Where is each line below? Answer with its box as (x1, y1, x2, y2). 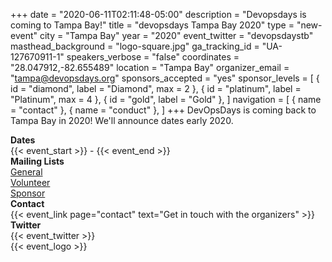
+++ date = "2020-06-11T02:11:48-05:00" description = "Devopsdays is (10, 9, 307, 20)
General (10, 166, 43, 178)
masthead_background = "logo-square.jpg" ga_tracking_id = (10, 40, 260, 52)
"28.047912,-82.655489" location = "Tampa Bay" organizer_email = (10, 62, 290, 73)
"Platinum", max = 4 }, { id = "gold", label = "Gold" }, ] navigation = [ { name (10, 94, 322, 105)
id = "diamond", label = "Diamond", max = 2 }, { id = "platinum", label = (10, 83, 302, 94)
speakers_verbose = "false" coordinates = (66, 51, 240, 63)
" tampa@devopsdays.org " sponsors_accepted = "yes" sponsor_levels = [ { (10, 72, 320, 84)
